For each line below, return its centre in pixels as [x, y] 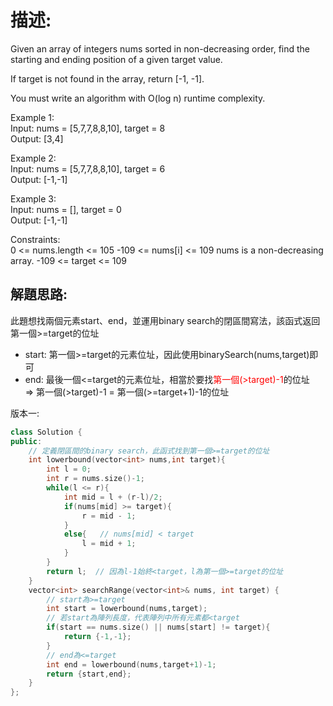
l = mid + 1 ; [109, 544]
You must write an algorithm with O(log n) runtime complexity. [138, 98]
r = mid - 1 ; [109, 516]
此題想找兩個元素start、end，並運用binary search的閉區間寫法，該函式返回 [165, 320]
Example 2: [33, 158]
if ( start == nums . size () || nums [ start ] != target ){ [158, 627]
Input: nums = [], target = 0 [66, 209]
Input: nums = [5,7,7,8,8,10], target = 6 [88, 168]
